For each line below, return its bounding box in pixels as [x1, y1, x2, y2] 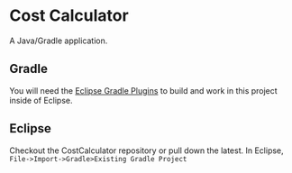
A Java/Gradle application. [9, 35, 108, 46]
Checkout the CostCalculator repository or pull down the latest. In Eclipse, [9, 145, 284, 156]
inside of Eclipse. [9, 95, 73, 105]
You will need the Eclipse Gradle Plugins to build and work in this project [9, 85, 278, 96]
